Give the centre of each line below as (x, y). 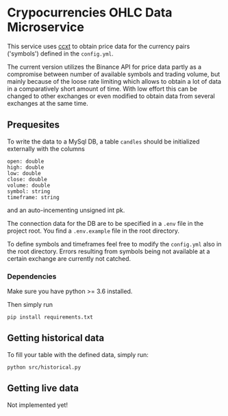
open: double (26, 161)
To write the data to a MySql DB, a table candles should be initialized (103, 141)
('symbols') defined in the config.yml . (61, 54)
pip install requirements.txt (50, 317)
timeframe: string (33, 197)
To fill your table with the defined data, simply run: (78, 354)
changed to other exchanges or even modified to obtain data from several (111, 96)
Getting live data (43, 388)
